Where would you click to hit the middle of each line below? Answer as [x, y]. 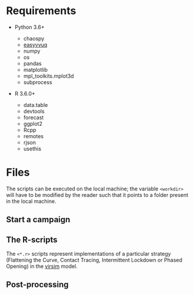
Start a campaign [38, 219]
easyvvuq [35, 45]
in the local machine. [31, 201]
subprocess [38, 82]
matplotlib [36, 69]
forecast [34, 117]
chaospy [34, 38]
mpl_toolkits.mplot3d [49, 76]
